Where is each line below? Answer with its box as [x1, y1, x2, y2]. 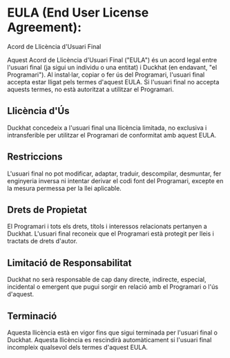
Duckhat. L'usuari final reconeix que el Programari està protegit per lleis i [7, 229, 214, 238]
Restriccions [7, 151, 63, 163]
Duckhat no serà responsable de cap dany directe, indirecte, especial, [7, 275, 207, 284]
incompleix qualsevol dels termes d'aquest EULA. [7, 343, 148, 351]
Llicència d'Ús [7, 105, 70, 117]
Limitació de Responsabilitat [7, 257, 132, 269]
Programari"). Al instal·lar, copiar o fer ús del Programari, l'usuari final [7, 70, 205, 79]
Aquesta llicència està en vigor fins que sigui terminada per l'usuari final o [7, 328, 218, 337]
